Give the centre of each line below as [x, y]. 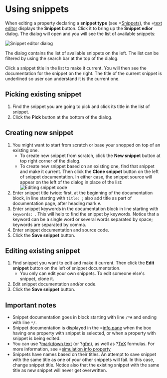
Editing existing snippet [43, 251]
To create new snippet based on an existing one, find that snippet [87, 166]
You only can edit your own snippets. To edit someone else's [82, 273]
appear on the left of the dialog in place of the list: [71, 182]
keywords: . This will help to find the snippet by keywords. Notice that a [86, 214]
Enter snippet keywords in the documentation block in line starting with [85, 208]
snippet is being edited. [36, 338]
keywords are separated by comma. [49, 224]
